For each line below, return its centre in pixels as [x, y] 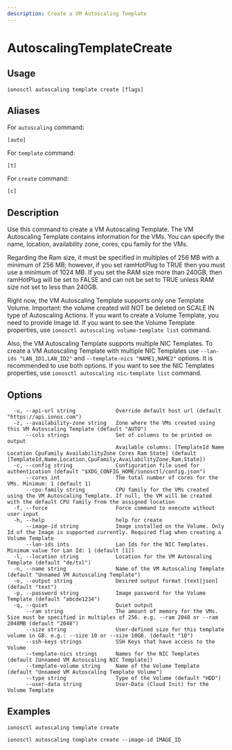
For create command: [38, 178]
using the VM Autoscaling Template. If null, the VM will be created [110, 496]
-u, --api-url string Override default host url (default [117, 411]
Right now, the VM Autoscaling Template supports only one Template [106, 301]
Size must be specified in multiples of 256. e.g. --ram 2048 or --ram [113, 618]
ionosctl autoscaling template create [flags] [75, 90]
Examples [29, 711]
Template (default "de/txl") [49, 563]
